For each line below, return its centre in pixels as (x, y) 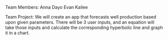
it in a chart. (18, 33)
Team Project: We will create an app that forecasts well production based (81, 17)
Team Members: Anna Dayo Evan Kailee (47, 7)
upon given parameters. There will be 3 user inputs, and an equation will (80, 22)
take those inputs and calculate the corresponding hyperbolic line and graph (84, 27)
